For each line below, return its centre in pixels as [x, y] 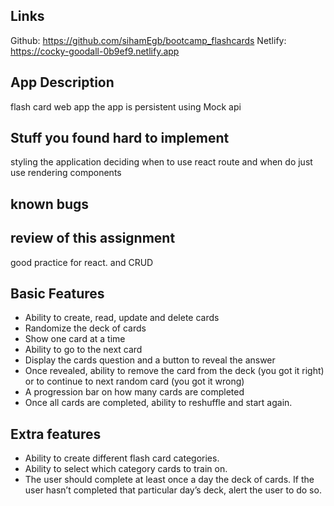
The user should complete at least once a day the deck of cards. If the [169, 480]
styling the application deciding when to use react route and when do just [161, 162]
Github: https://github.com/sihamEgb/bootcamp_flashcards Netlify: [148, 40]
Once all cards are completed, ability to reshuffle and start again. [158, 403]
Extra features [56, 434]
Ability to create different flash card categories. [122, 458]
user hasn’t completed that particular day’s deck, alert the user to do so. [173, 490]
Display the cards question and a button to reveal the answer [150, 360]
